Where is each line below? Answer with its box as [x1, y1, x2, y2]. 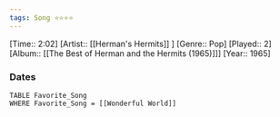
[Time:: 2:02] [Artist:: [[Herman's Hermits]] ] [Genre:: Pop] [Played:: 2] [9, 38, 273, 49]
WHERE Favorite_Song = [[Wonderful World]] [9, 99, 177, 108]
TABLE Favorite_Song [9, 91, 88, 100]
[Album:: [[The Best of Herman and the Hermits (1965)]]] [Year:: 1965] [9, 47, 271, 59]
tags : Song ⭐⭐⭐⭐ [9, 13, 75, 23]
